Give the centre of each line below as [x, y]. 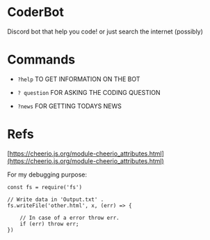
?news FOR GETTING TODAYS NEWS [69, 106]
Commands [41, 60]
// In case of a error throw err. [70, 218]
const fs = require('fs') [45, 187]
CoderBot [36, 12]
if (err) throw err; [49, 224]
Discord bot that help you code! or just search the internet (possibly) [105, 31]
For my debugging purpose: [47, 174]
